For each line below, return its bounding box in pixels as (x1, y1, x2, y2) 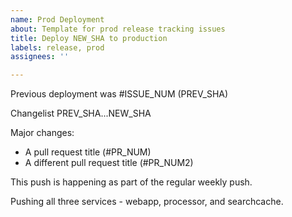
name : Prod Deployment (10, 14, 105, 25)
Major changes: (10, 127, 75, 139)
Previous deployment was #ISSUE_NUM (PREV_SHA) (10, 88, 229, 100)
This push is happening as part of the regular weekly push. (10, 176, 253, 188)
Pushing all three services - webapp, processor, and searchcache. (10, 196, 284, 208)
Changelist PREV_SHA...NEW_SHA (10, 107, 152, 120)
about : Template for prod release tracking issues (10, 24, 226, 34)
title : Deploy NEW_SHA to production (10, 33, 168, 43)
